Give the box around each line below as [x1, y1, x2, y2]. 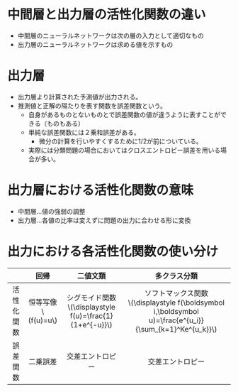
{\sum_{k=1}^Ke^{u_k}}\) [135, 324, 217, 334]
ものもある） [47, 119, 85, 128]
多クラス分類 [154, 271, 198, 281]
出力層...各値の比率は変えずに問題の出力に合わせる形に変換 [17, 216, 191, 224]
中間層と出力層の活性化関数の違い [7, 6, 207, 23]
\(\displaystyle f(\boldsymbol [127, 298, 225, 307]
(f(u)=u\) [28, 315, 58, 325]
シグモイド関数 [66, 293, 117, 303]
